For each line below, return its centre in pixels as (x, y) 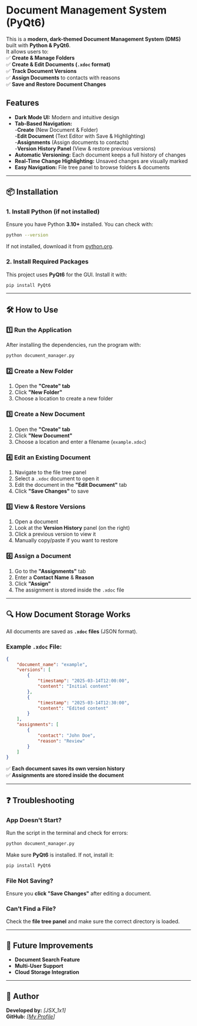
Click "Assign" (33, 583)
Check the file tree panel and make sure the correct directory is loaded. (93, 921)
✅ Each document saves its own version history (65, 768)
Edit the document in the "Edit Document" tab (71, 484)
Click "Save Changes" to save (52, 491)
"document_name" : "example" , (52, 664)
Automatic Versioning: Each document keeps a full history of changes (100, 155)
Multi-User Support (39, 966)
